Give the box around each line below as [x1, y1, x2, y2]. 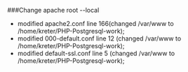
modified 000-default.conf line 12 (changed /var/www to [17, 34, 182, 43]
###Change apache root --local [7, 6, 100, 14]
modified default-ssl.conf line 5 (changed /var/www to [17, 49, 175, 57]
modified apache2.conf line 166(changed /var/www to [17, 20, 174, 27]
